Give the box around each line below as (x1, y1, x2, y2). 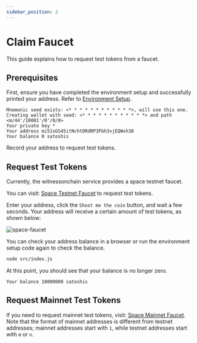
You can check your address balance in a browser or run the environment (6, 238, 190, 245)
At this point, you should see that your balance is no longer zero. (6, 267, 168, 274)
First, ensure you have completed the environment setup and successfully (6, 89, 192, 96)
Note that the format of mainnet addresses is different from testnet (6, 318, 173, 325)
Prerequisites (6, 72, 58, 83)
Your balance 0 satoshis (6, 134, 69, 140)
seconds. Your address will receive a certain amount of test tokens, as (6, 208, 182, 216)
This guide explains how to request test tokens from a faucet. (6, 55, 159, 63)
